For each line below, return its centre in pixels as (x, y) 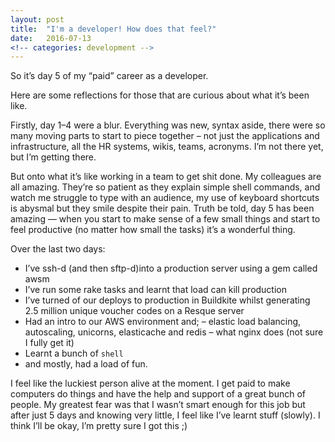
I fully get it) (49, 343)
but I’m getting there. (53, 157)
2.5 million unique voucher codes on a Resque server (134, 311)
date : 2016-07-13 (51, 38)
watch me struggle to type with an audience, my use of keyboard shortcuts (165, 198)
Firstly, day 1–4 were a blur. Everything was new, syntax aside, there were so (168, 125)
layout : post (37, 19)
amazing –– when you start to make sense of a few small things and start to (165, 219)
